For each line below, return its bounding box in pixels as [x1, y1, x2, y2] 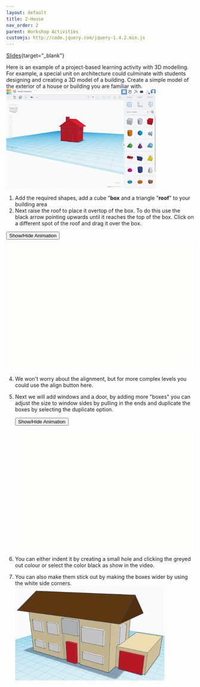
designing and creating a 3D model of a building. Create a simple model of [6, 77, 189, 84]
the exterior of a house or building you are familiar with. [6, 83, 143, 90]
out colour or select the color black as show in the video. [14, 561, 155, 569]
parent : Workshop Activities [6, 29, 79, 35]
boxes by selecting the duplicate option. [14, 405, 113, 413]
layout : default [6, 10, 47, 16]
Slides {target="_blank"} [6, 52, 64, 59]
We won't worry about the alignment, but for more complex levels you [14, 375, 187, 382]
